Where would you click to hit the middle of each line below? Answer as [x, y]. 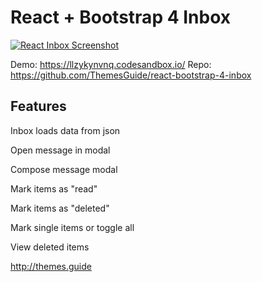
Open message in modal [60, 150]
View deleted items [50, 247]
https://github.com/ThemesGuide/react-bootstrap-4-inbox [131, 75]
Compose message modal [64, 169]
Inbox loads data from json [65, 130]
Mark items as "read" [54, 188]
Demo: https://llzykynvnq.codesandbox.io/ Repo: [111, 64]
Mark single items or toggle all [72, 227]
